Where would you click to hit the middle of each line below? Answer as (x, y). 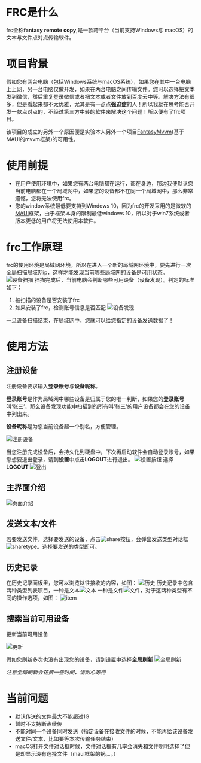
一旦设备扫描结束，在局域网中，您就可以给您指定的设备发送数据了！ (90, 320)
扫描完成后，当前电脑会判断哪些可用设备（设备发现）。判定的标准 (114, 279)
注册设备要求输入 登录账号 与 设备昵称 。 (53, 386)
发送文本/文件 (31, 523)
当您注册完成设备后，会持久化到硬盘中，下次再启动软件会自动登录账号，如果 (100, 452)
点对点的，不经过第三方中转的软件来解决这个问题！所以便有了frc (101, 111)
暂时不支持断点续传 (39, 724)
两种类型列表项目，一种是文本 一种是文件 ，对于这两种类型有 (97, 591)
